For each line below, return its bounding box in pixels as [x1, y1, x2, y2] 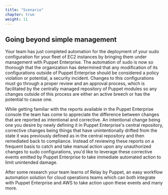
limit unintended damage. [5, 159, 58, 165]
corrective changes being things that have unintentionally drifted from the [5, 127, 157, 133]
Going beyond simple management [5, 35, 117, 44]
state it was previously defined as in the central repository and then [5, 133, 144, 139]
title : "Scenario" [5, 7, 44, 13]
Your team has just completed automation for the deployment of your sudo [5, 49, 159, 55]
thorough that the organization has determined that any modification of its [5, 65, 158, 71]
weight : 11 [5, 17, 28, 22]
